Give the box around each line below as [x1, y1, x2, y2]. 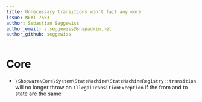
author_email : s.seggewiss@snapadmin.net [6, 25, 112, 32]
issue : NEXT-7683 [6, 14, 50, 21]
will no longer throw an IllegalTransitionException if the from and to [14, 84, 188, 91]
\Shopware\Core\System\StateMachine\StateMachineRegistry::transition [14, 78, 197, 84]
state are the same [14, 90, 62, 97]
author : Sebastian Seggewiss [6, 20, 80, 26]
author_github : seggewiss [6, 31, 71, 37]
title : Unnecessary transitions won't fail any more [6, 8, 142, 15]
